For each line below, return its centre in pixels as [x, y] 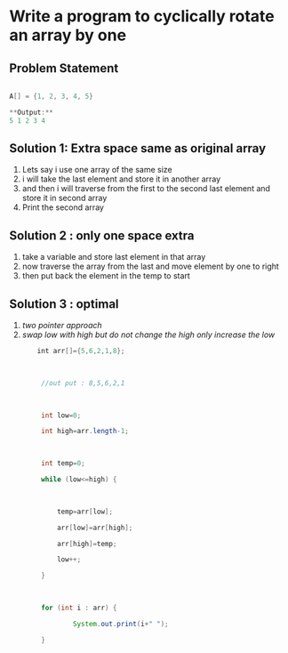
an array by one [68, 35]
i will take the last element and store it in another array [121, 179]
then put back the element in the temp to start [106, 276]
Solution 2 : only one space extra [102, 235]
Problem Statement [64, 68]
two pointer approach [62, 326]
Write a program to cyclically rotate [142, 16]
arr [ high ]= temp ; [87, 544]
